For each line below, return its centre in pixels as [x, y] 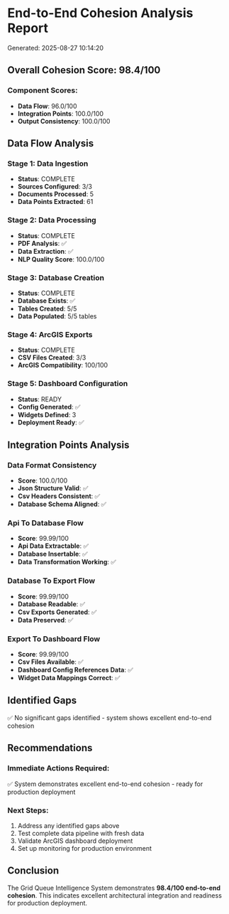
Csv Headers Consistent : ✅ [59, 496]
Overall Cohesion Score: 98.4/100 [84, 70]
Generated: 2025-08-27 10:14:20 [56, 48]
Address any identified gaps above [68, 825]
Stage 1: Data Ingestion [48, 163]
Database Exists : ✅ [46, 301]
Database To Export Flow [51, 581]
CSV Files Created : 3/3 [52, 357]
